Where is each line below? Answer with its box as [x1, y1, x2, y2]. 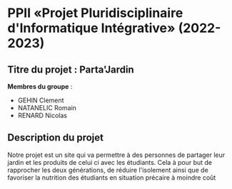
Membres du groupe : [7, 82, 73, 90]
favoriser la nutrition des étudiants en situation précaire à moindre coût [7, 173, 216, 182]
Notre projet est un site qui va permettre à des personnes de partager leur [7, 151, 226, 159]
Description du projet [7, 131, 104, 144]
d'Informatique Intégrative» [7, 20, 176, 36]
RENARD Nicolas [17, 112, 68, 119]
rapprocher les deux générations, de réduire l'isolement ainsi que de [7, 166, 208, 174]
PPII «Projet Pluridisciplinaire [7, 5, 183, 21]
